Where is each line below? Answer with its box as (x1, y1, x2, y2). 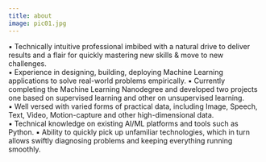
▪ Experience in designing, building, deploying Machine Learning (8, 67, 224, 77)
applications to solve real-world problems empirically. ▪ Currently (8, 76, 226, 85)
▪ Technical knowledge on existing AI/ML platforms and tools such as (8, 118, 239, 128)
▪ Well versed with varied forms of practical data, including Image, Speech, (8, 102, 258, 111)
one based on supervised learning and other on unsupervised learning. (8, 93, 244, 102)
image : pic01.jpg (8, 19, 67, 27)
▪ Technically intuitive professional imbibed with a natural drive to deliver (8, 41, 251, 51)
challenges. (8, 58, 47, 69)
